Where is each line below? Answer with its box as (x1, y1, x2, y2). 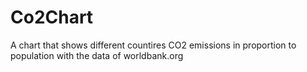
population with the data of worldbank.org (10, 49, 184, 61)
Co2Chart (10, 6, 94, 29)
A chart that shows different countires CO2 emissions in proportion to (10, 39, 297, 51)
